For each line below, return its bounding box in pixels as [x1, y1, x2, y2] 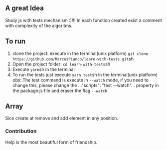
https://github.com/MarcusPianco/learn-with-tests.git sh [12, 55, 134, 61]
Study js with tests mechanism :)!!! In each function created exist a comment [5, 17, 162, 23]
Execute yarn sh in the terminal [12, 66, 75, 72]
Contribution [5, 127, 37, 134]
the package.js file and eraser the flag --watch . [12, 87, 109, 93]
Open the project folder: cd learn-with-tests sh [12, 61, 111, 67]
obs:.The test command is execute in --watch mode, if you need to [12, 77, 149, 83]
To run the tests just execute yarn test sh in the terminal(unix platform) [12, 71, 158, 77]
